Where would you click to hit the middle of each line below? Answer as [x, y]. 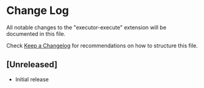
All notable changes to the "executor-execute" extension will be [86, 27]
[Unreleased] [32, 65]
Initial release [32, 79]
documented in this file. [36, 33]
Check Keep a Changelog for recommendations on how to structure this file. [102, 46]
